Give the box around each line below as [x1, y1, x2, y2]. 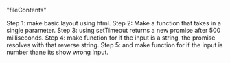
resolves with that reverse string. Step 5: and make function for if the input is [6, 41, 224, 49]
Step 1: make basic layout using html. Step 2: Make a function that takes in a [6, 19, 221, 27]
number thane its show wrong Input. [6, 48, 109, 56]
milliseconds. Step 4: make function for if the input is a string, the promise [6, 34, 216, 42]
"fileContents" [6, 6, 47, 14]
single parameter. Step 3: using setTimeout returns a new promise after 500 [6, 27, 221, 34]
